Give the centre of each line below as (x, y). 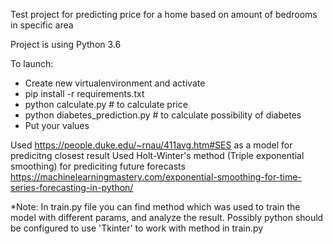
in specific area (42, 25)
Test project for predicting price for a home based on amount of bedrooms (164, 14)
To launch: (32, 63)
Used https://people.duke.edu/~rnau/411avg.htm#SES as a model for (151, 145)
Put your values (57, 125)
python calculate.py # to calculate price (106, 104)
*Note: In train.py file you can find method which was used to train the (155, 207)
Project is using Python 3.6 (66, 44)
